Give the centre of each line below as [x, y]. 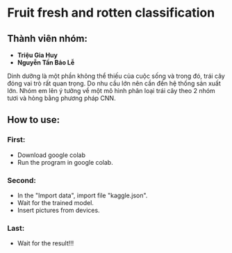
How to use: [34, 120]
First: [16, 140]
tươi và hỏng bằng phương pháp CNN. [61, 98]
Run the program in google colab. [65, 162]
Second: [22, 180]
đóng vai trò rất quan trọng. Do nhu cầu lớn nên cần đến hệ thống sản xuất [114, 83]
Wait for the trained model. [55, 202]
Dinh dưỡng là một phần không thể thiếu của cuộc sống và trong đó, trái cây [116, 76]
